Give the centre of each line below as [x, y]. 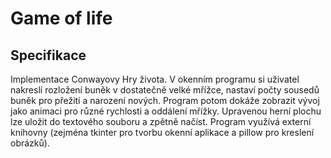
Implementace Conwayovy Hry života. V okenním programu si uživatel [155, 79]
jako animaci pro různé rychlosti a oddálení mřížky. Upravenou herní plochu [166, 111]
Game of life [61, 18]
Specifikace [48, 55]
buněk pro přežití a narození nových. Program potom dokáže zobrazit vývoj [165, 100]
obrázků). [30, 143]
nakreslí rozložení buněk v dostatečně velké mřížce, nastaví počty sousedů [165, 90]
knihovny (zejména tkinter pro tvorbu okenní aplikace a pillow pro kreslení [162, 132]
